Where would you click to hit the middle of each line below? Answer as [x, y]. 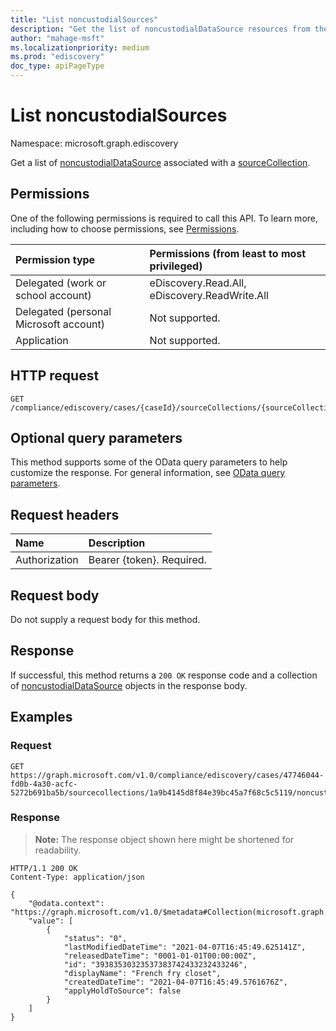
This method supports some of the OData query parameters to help [149, 462]
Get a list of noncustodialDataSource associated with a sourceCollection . [160, 162]
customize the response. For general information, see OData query [148, 473]
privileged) [176, 266]
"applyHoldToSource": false [122, 991]
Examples [41, 717]
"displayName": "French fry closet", [142, 973]
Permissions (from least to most [228, 253]
